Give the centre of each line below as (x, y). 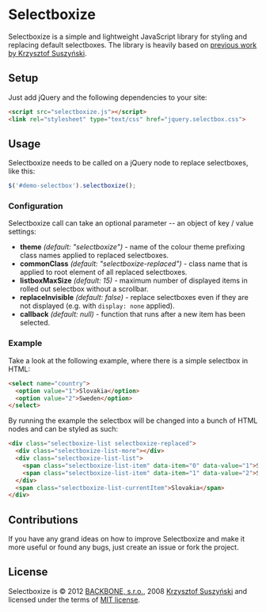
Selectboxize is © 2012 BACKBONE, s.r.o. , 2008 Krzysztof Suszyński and (128, 591)
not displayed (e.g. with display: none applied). (97, 306)
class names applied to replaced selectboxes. (94, 256)
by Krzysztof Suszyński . (47, 53)
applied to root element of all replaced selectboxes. (103, 272)
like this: (22, 171)
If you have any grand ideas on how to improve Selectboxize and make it (127, 539)
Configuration (36, 206)
